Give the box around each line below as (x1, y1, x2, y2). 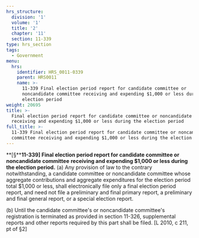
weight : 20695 (6, 102, 41, 108)
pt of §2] (6, 225, 28, 232)
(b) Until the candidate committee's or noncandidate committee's (6, 206, 165, 213)
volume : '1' (11, 19, 41, 25)
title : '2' (11, 25, 38, 31)
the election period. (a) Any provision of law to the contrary (6, 164, 153, 171)
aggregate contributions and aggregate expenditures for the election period (6, 176, 191, 183)
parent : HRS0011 (17, 74, 57, 80)
